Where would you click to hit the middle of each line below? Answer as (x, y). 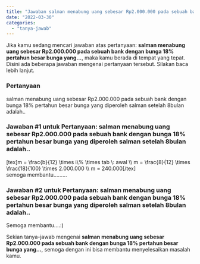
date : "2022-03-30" (30, 17)
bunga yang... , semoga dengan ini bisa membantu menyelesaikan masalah (98, 250)
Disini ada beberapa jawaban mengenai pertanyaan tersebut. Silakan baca (97, 64)
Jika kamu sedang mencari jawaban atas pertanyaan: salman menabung (96, 45)
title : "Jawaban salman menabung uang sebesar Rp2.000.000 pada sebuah (97, 12)
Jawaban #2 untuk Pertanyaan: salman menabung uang (89, 190)
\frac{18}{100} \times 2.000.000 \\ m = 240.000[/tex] (71, 168)
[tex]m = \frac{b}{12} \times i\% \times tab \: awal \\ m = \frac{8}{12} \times (98, 162)
